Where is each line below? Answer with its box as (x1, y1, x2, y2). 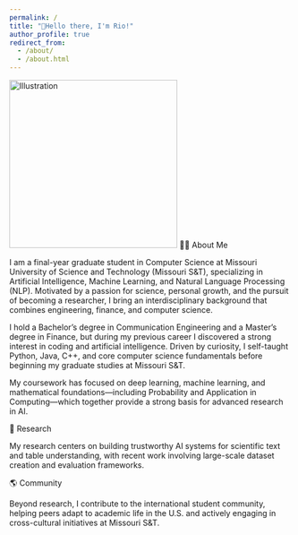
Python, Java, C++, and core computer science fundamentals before (9, 350, 263, 361)
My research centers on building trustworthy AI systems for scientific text (9, 441, 281, 451)
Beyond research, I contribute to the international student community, (9, 498, 266, 509)
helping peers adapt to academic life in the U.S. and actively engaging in (9, 508, 277, 518)
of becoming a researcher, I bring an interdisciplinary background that (9, 295, 268, 306)
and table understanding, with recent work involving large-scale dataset (9, 450, 275, 461)
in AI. (9, 406, 29, 417)
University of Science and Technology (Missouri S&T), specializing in (9, 266, 264, 277)
